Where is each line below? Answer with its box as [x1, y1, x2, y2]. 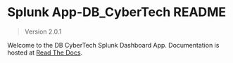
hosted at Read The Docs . [7, 48, 83, 57]
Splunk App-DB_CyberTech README [7, 4, 227, 20]
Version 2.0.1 [24, 27, 62, 36]
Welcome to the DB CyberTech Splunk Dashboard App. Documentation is [7, 41, 220, 49]
